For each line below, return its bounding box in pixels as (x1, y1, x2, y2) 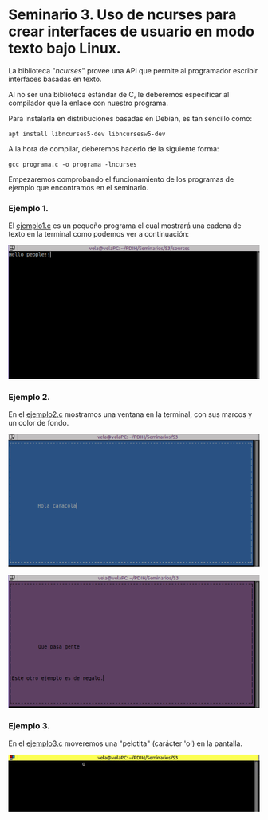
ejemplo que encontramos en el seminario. (8, 182, 149, 192)
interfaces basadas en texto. (8, 74, 102, 84)
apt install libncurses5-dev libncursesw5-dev (8, 130, 166, 138)
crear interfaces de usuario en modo (8, 22, 255, 41)
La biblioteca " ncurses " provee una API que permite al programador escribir (8, 65, 258, 75)
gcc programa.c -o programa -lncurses (8, 160, 137, 168)
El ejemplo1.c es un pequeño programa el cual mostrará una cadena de (8, 221, 242, 230)
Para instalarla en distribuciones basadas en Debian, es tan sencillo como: (8, 113, 253, 123)
